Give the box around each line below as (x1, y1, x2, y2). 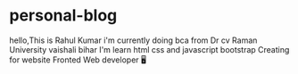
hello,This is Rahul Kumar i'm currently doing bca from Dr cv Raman (9, 35, 258, 45)
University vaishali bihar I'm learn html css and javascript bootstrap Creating (9, 44, 290, 54)
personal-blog (9, 5, 118, 26)
